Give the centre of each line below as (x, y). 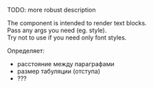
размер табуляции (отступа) (59, 71)
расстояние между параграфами (66, 64)
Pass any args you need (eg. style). (57, 30)
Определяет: (26, 51)
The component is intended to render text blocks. (77, 23)
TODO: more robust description (51, 10)
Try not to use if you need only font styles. (67, 38)
